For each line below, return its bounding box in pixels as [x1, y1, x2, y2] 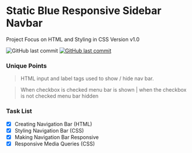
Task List [6, 107, 32, 115]
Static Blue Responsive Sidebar [6, 4, 162, 18]
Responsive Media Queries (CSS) [14, 140, 95, 147]
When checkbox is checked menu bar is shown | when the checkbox [20, 86, 187, 93]
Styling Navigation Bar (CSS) [14, 127, 84, 134]
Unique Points [6, 61, 47, 69]
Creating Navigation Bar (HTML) [14, 120, 92, 127]
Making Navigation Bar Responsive [14, 133, 100, 141]
